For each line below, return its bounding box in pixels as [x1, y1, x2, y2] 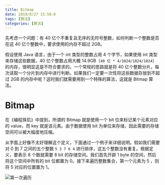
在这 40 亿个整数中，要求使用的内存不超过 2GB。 [5, 41, 105, 47]
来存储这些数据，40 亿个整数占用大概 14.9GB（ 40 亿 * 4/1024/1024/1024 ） [5, 58, 157, 64]
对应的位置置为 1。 [14, 164, 52, 170]
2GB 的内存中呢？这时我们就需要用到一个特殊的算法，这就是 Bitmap [10, 76, 148, 82]
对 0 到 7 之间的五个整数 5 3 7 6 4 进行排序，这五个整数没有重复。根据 [5, 146, 149, 152]
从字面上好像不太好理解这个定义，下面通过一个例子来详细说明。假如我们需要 [5, 140, 160, 146]
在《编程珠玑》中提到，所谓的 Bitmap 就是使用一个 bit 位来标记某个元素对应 [5, 117, 159, 123]
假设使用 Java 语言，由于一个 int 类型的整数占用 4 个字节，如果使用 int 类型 [5, 52, 158, 58]
